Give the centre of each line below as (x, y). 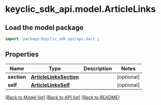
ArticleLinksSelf (50, 85)
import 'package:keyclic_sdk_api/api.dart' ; (52, 39)
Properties (22, 54)
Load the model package (44, 28)
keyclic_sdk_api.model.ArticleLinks (80, 9)
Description (98, 68)
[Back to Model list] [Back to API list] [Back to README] (62, 97)
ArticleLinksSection (55, 77)
